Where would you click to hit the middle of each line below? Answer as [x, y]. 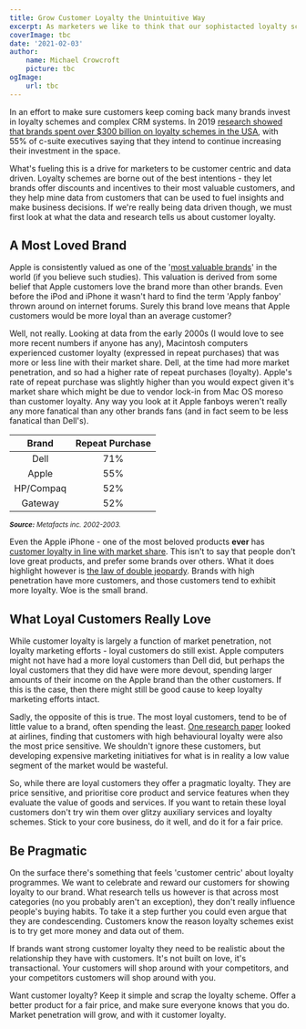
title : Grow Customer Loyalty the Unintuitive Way [107, 18]
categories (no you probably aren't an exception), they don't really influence [153, 902]
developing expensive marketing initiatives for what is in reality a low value [149, 756]
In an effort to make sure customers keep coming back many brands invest [150, 111]
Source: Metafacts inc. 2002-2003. [65, 525]
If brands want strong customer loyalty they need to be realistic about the [147, 949]
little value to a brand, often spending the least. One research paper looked [150, 727]
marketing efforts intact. [55, 699]
